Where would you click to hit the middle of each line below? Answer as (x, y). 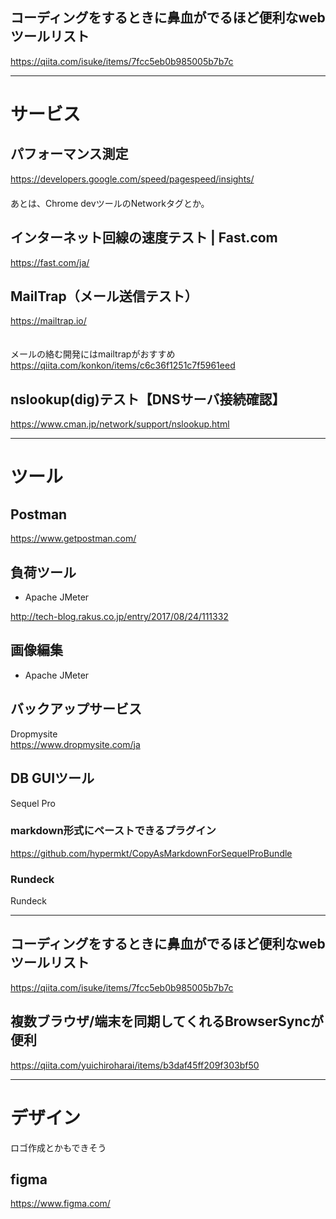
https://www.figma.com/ (60, 1204)
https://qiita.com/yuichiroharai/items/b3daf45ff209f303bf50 (135, 1065)
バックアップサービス (76, 709)
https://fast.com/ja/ (50, 262)
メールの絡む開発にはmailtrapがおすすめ (93, 354)
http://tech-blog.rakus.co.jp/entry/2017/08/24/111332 (119, 617)
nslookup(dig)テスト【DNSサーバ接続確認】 (148, 399)
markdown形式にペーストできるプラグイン (113, 831)
